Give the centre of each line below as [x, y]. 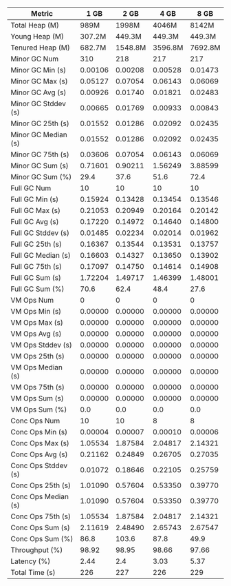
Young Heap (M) [37, 36]
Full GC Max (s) [35, 211]
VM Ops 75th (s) [38, 387]
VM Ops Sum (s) [37, 398]
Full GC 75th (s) [36, 266]
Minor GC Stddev [38, 104]
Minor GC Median [39, 135]
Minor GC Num [35, 59]
